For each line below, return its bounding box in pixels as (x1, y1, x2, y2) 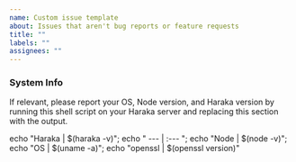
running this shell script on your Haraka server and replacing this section (9, 106, 279, 117)
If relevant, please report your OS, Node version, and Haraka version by (9, 96, 274, 108)
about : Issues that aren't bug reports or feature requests (9, 22, 240, 31)
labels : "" (9, 38, 50, 48)
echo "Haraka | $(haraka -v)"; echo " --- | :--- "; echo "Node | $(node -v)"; (9, 133, 288, 144)
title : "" (9, 30, 47, 39)
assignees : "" (9, 47, 63, 56)
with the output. (9, 116, 68, 127)
